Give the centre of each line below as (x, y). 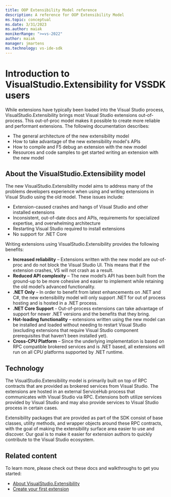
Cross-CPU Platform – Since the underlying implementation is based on (88, 341)
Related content (31, 456)
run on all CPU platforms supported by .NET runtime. (68, 352)
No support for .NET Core (40, 234)
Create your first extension (41, 489)
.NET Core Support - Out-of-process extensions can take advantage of (88, 309)
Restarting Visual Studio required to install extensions (69, 229)
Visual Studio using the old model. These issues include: (65, 197)
